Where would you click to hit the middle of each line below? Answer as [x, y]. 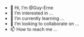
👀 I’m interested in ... [32, 13]
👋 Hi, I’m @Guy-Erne [32, 8]
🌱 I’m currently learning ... [37, 18]
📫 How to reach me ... [34, 29]
